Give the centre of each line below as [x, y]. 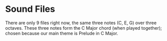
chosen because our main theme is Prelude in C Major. [62, 33]
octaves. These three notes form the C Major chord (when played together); [83, 28]
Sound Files [30, 9]
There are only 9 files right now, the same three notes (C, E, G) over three [81, 23]
